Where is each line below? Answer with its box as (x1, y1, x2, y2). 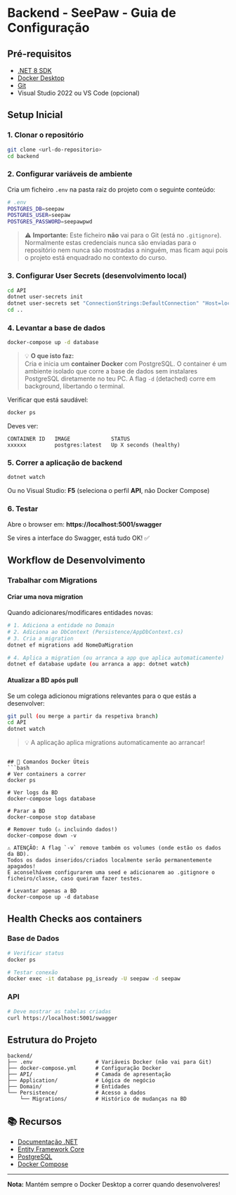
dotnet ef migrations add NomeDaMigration (7, 641, 133, 649)
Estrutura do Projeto (7, 1034, 98, 1045)
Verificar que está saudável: (7, 395, 88, 404)
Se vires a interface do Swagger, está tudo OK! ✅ (7, 534, 150, 542)
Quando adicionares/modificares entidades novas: (7, 609, 153, 617)
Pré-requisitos (7, 48, 72, 60)
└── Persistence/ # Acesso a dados (7, 1090, 146, 1097)
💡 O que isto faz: (24, 352, 74, 360)
